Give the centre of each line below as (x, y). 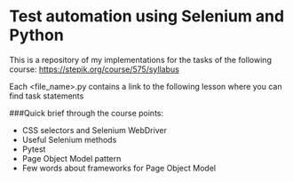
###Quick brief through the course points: (87, 113)
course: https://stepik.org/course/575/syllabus (94, 69)
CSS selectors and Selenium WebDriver (94, 130)
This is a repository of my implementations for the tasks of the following (141, 59)
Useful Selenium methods (69, 139)
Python (36, 35)
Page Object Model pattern (71, 158)
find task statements (47, 96)
